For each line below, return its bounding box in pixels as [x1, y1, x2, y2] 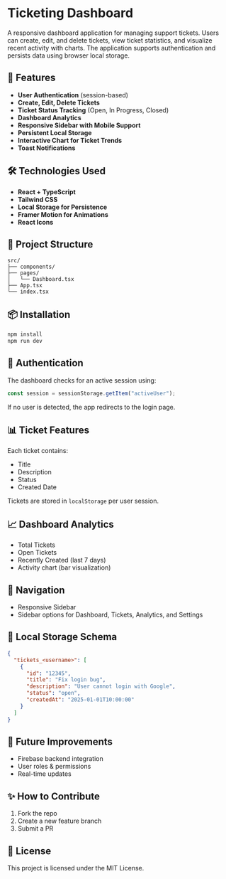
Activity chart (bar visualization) [17, 563, 111, 572]
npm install [7, 331, 43, 339]
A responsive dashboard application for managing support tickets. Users [7, 28, 220, 37]
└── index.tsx [7, 288, 50, 296]
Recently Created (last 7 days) [17, 556, 106, 565]
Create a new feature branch [17, 816, 102, 826]
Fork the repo [17, 809, 58, 818]
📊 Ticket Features [7, 425, 90, 437]
